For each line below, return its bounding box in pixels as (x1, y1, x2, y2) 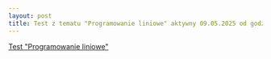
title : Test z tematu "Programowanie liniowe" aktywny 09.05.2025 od (8, 19, 248, 27)
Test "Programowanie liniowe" (8, 41, 109, 51)
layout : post (8, 11, 52, 20)
